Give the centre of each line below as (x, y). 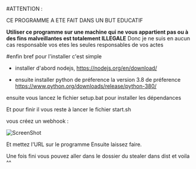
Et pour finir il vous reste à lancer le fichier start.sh (69, 109)
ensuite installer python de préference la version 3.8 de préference (98, 80)
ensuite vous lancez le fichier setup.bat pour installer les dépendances (94, 98)
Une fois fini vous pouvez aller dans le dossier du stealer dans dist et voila (98, 156)
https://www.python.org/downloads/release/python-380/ (86, 86)
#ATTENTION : (25, 9)
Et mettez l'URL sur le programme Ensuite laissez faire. (74, 144)
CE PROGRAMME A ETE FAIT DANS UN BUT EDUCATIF (75, 20)
